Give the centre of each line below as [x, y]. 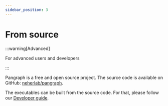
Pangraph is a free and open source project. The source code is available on [84, 77]
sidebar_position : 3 [27, 10]
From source [32, 34]
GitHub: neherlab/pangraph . [34, 82]
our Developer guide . [27, 97]
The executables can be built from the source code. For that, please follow [82, 92]
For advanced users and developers [42, 58]
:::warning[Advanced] [28, 48]
